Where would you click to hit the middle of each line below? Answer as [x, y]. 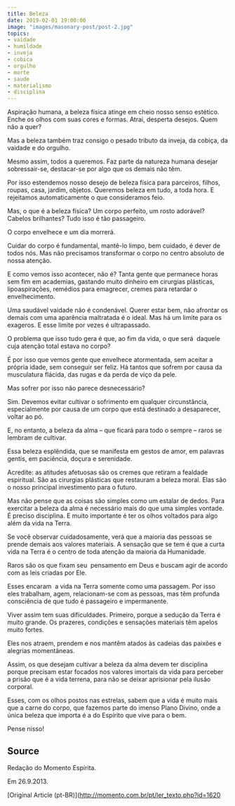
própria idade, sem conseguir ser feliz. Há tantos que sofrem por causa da [115, 367]
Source [23, 751]
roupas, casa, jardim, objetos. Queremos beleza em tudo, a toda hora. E [111, 190]
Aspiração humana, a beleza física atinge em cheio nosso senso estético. [113, 112]
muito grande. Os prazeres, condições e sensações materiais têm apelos [113, 622]
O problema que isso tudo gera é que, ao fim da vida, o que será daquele [114, 339]
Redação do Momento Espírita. [52, 767]
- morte [19, 72]
